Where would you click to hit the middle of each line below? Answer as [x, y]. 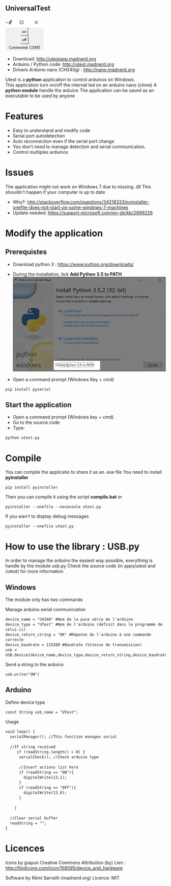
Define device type [25, 702]
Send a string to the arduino [34, 665]
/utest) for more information [34, 571]
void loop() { [20, 732]
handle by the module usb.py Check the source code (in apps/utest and [81, 566]
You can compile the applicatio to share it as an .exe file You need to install [83, 472]
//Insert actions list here [49, 767]
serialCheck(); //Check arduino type [59, 757]
